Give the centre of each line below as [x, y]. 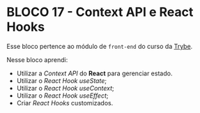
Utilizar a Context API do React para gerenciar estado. [94, 73]
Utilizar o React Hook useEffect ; [62, 96]
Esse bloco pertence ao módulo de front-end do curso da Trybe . [100, 46]
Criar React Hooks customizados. [65, 103]
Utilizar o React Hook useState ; [62, 80]
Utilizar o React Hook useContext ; [65, 88]
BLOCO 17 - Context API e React [100, 12]
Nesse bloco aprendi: [37, 59]
